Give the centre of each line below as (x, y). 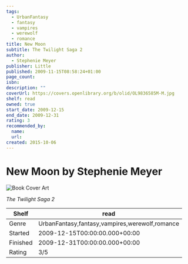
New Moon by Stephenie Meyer (84, 171)
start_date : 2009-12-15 (35, 110)
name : (18, 132)
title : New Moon (26, 45)
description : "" (26, 88)
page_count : (21, 77)
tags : (13, 11)
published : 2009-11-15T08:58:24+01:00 (53, 72)
